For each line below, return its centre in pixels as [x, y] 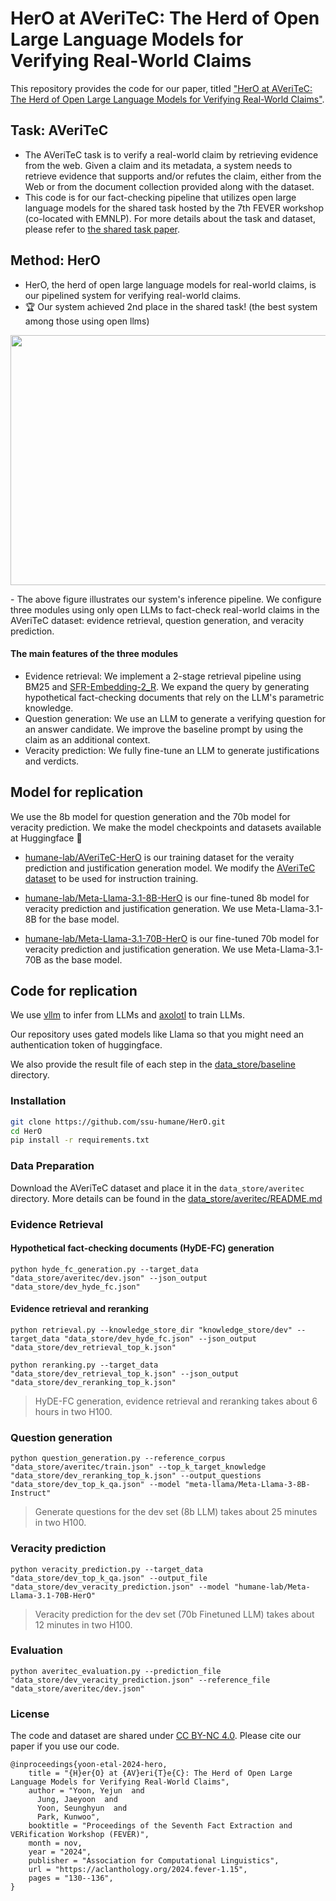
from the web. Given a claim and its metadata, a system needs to [158, 165]
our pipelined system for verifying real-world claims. [133, 295]
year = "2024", [60, 1852]
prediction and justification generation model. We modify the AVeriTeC [170, 868]
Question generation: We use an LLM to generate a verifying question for [175, 718]
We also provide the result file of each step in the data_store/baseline [153, 1064]
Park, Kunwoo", [68, 1817]
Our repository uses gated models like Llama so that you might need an [157, 1034]
